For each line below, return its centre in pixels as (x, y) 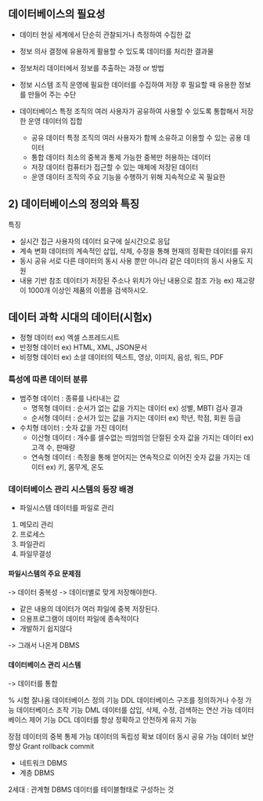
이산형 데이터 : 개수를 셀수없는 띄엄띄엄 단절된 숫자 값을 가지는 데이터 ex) (142, 437)
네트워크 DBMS (43, 763)
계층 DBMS (37, 773)
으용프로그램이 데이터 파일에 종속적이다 (79, 619)
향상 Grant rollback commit (51, 746)
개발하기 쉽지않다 (46, 629)
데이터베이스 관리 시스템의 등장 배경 (71, 489)
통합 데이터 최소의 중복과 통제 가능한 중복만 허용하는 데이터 (121, 157)
